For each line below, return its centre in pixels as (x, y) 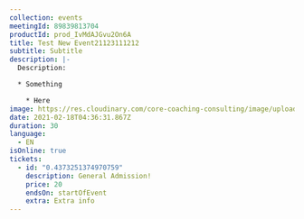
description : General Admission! (89, 176)
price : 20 (44, 184)
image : (22, 109)
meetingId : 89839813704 (54, 26)
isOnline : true (38, 151)
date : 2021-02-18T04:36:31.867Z (70, 117)
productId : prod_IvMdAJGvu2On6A (70, 34)
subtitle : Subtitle (46, 51)
